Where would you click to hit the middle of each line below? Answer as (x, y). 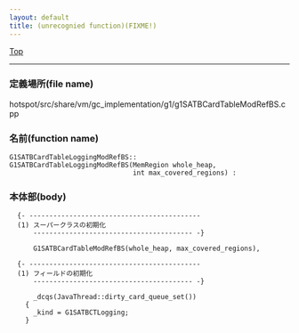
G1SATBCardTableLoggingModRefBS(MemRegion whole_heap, (113, 166)
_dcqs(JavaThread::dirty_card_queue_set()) (115, 297)
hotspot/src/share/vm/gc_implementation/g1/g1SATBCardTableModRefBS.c (148, 104)
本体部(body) (38, 197)
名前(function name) (54, 138)
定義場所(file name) (52, 84)
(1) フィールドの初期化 (55, 274)
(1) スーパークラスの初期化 (62, 225)
